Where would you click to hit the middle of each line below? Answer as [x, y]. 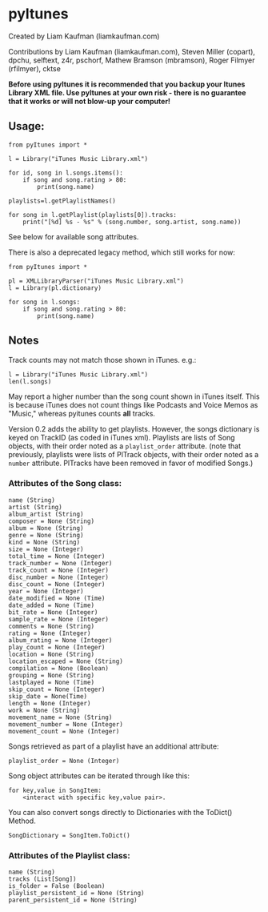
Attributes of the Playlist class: [69, 855]
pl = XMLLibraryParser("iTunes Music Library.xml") [96, 281]
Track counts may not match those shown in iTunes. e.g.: [102, 360]
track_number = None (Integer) [60, 563]
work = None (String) [44, 710]
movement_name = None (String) [60, 717]
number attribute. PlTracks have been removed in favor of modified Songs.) [131, 463]
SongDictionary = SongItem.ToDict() [69, 835]
